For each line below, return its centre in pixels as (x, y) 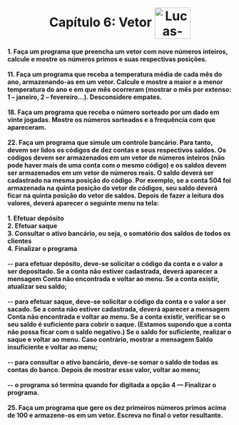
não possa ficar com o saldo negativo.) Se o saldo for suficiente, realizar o (119, 332)
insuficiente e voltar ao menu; (53, 347)
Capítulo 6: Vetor (100, 22)
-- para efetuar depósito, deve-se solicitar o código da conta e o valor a (115, 263)
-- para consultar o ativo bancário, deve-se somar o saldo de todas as (113, 362)
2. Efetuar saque (32, 225)
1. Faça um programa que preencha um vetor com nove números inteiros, (118, 51)
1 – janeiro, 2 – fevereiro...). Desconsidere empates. (85, 97)
